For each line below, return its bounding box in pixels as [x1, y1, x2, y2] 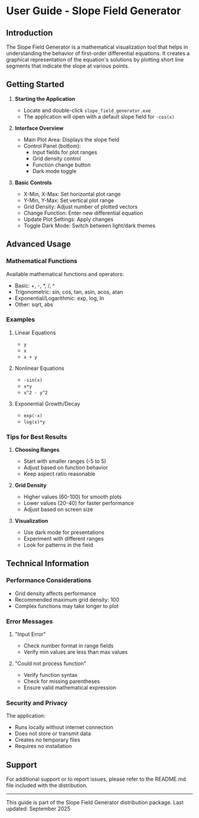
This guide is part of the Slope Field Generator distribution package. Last [6, 799, 184, 806]
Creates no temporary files [14, 736, 81, 743]
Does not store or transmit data [14, 730, 91, 737]
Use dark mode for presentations [23, 529, 105, 536]
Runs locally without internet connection [14, 724, 114, 731]
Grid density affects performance [14, 590, 97, 597]
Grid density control [32, 155, 81, 162]
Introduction [6, 28, 53, 38]
